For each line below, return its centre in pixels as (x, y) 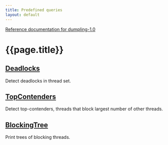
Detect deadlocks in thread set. (38, 81)
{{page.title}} (34, 50)
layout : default (22, 15)
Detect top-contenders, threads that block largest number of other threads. (84, 109)
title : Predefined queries (34, 10)
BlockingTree (27, 125)
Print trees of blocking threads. (38, 137)
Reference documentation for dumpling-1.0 (50, 29)
